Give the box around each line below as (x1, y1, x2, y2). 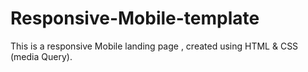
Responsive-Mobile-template (10, 7, 260, 30)
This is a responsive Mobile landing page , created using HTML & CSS (10, 40, 299, 52)
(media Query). (10, 50, 73, 62)
